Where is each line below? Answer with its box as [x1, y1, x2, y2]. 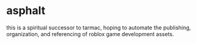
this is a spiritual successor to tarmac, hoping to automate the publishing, [6, 24, 191, 31]
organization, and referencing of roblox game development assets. [6, 30, 174, 37]
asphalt [6, 4, 46, 18]
